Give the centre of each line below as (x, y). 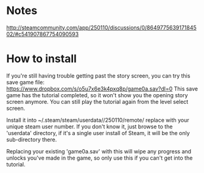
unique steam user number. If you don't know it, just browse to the (90, 127)
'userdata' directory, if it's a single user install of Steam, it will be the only (98, 133)
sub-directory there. (32, 139)
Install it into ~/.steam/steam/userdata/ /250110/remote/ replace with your (98, 120)
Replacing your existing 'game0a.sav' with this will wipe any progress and (99, 151)
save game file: (25, 82)
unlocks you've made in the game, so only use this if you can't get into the (100, 158)
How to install (42, 59)
